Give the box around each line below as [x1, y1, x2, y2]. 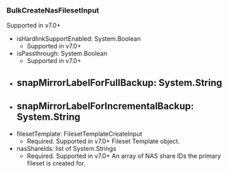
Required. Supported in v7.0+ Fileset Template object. [26, 137, 181, 145]
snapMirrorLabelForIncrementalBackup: [16, 100, 194, 112]
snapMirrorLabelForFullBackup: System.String [16, 77, 223, 89]
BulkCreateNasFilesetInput [6, 6, 100, 15]
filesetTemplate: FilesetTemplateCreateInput [16, 129, 143, 138]
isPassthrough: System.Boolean [16, 49, 108, 57]
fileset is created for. [26, 158, 86, 167]
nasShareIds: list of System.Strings [16, 144, 117, 152]
